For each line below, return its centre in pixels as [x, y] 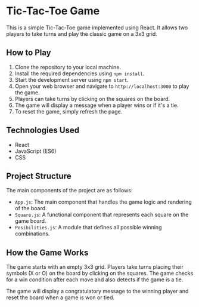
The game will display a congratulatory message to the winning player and [97, 291]
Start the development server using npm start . [72, 79]
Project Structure [39, 176]
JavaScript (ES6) [35, 151]
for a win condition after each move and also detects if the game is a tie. [95, 280]
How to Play [29, 53]
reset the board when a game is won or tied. [60, 297]
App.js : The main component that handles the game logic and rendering [103, 202]
